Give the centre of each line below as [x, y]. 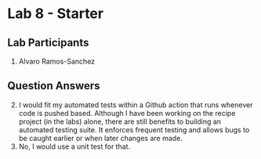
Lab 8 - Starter [55, 14]
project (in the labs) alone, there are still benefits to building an [120, 121]
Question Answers [54, 86]
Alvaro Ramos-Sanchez [57, 61]
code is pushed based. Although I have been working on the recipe [127, 113]
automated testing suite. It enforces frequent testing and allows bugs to [134, 129]
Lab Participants [48, 43]
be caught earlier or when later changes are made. [101, 138]
